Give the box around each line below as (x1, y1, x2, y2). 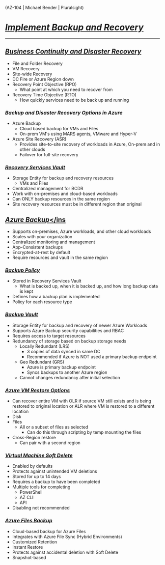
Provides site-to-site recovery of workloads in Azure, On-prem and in (19, 141, 160, 147)
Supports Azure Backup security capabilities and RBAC (12, 327, 124, 334)
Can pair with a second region (19, 440, 81, 446)
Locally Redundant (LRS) (19, 343, 70, 349)
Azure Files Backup (5, 517, 53, 524)
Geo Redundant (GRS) (19, 359, 65, 365)
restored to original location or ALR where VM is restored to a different (12, 403, 155, 409)
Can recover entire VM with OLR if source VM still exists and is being (12, 398, 151, 404)
